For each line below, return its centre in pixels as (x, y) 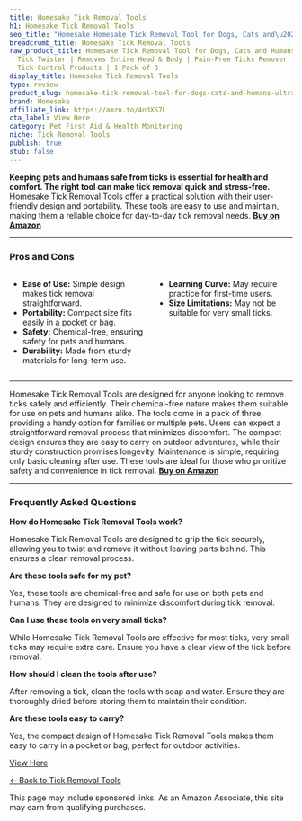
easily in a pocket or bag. (69, 322)
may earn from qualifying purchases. (78, 808)
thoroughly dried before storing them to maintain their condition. (128, 701)
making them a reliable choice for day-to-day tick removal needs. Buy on (145, 215)
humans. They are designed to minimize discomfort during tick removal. (142, 602)
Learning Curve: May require (223, 283)
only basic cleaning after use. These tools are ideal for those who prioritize (148, 460)
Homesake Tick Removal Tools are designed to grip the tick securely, (137, 540)
